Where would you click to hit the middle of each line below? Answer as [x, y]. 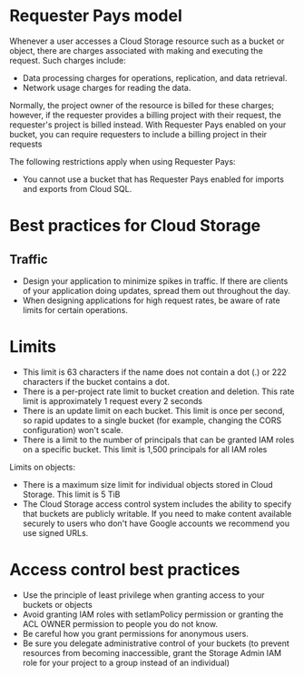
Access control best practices [125, 570]
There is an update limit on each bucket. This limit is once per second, [154, 410]
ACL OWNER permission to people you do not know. [120, 623]
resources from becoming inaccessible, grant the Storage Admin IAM [152, 652]
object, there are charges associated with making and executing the [136, 50]
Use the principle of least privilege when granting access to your [143, 595]
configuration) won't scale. [73, 429]
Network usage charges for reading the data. [107, 87]
